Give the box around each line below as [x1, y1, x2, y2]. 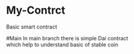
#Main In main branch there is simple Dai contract [6, 34, 129, 42]
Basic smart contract [6, 23, 58, 30]
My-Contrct [6, 4, 66, 17]
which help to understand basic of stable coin [6, 41, 119, 48]
